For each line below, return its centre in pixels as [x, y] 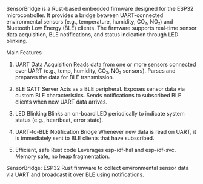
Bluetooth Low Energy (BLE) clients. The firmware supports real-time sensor [101, 28]
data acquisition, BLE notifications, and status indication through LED [92, 34]
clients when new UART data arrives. [61, 102]
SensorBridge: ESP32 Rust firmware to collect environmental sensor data [98, 168]
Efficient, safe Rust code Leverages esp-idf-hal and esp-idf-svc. [95, 150]
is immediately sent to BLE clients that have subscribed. [85, 138]
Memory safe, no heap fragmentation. [62, 156]
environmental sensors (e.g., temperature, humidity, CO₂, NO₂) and [90, 21]
